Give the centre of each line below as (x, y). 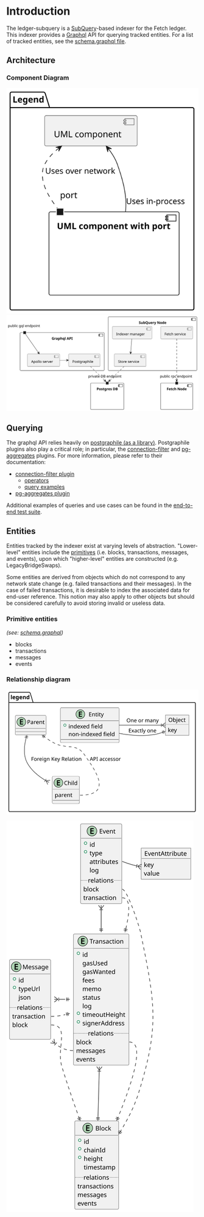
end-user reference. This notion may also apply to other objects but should (100, 597)
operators (37, 481)
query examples (44, 487)
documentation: (26, 462)
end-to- (183, 505)
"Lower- (188, 546)
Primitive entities (32, 619)
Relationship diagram (39, 679)
